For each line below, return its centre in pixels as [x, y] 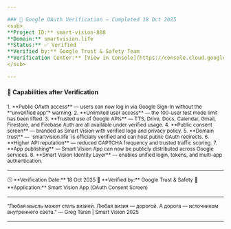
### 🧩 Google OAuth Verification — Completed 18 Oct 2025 [92, 19]
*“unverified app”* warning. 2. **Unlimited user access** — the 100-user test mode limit [112, 113]
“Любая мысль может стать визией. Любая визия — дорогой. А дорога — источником [113, 206]
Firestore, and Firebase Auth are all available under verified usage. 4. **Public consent [110, 124]
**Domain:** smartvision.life [51, 39]
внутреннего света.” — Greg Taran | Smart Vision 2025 [73, 212]
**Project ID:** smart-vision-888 [57, 32]
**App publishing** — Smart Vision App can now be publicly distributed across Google [111, 149]
